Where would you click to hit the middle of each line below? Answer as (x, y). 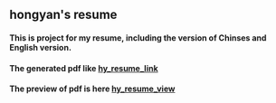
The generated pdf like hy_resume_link (84, 68)
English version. (41, 47)
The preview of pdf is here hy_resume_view (92, 89)
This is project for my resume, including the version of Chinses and (138, 37)
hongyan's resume (63, 15)
